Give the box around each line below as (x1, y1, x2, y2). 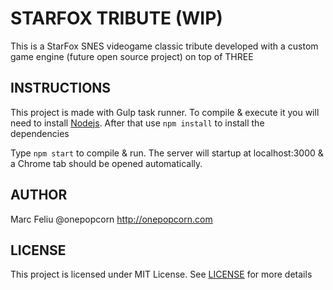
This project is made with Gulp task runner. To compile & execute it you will (10, 106, 320, 118)
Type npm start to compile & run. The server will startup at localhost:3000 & (10, 147, 324, 159)
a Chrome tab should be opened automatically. (10, 157, 203, 169)
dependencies (10, 127, 70, 139)
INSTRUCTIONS (10, 80, 112, 97)
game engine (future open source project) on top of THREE (10, 50, 254, 62)
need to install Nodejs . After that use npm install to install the (10, 117, 265, 129)
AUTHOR (10, 187, 68, 204)
